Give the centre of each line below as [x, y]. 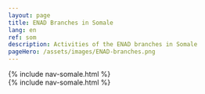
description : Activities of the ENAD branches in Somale [103, 45]
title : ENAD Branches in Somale [61, 23]
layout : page [29, 15]
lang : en [22, 30]
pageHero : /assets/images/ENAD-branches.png [82, 52]
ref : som [22, 37]
